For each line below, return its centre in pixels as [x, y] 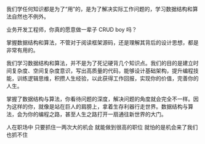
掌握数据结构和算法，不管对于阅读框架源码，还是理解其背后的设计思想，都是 [103, 42]
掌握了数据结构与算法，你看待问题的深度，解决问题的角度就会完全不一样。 [100, 99]
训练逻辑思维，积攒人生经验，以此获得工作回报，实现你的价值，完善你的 [108, 78]
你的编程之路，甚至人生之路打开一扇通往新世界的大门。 [97, 114]
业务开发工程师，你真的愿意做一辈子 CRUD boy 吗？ [72, 30]
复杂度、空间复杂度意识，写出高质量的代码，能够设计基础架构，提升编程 [102, 71]
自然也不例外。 [30, 16]
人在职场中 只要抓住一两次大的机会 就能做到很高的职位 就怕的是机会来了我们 [102, 127]
